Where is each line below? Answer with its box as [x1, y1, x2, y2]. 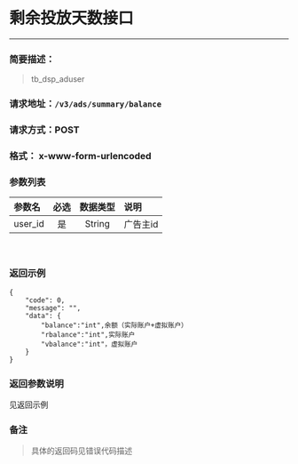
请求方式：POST [9, 124, 80, 136]
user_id [13, 218, 44, 230]
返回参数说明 [9, 377, 65, 389]
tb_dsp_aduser [30, 74, 85, 84]
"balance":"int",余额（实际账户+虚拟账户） [41, 321, 188, 330]
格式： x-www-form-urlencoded [9, 150, 153, 162]
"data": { [25, 311, 62, 320]
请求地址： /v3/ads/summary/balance [9, 98, 162, 110]
